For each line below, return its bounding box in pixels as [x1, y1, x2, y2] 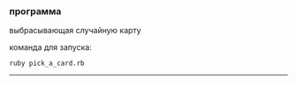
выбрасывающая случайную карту [9, 25, 141, 36]
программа [9, 5, 62, 18]
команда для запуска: [9, 42, 93, 53]
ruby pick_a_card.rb [9, 59, 86, 68]
